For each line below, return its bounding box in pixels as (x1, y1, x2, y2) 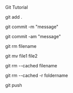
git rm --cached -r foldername (5, 72, 68, 78)
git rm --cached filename (5, 63, 57, 68)
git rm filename (5, 43, 37, 49)
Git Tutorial (5, 5, 28, 10)
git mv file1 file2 (5, 53, 38, 59)
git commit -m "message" (5, 24, 59, 30)
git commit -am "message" (5, 34, 61, 39)
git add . (5, 14, 23, 20)
